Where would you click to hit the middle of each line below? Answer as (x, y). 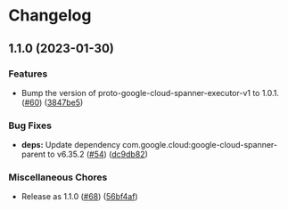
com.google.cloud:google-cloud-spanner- (200, 145)
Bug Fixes (30, 125)
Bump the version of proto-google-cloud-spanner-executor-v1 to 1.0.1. (150, 93)
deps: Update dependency (71, 145)
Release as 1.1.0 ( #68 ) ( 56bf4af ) (80, 197)
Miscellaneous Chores (58, 177)
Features (28, 74)
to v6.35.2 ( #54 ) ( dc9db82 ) (98, 154)
